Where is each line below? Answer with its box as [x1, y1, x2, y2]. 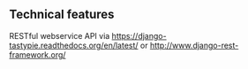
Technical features [9, 7, 115, 22]
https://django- [111, 30, 167, 41]
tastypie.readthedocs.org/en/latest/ [9, 40, 139, 50]
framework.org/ [9, 49, 66, 60]
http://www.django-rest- [149, 40, 239, 50]
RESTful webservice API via [9, 30, 110, 41]
